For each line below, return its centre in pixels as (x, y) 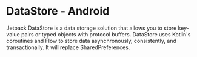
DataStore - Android (58, 11)
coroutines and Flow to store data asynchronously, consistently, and (92, 41)
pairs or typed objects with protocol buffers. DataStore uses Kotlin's (106, 34)
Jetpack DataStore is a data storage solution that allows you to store (92, 28)
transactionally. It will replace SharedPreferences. (68, 47)
